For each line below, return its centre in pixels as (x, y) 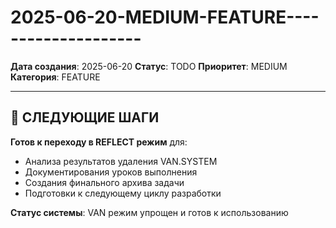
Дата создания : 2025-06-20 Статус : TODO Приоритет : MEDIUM (149, 66)
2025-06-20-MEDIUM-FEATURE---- (165, 17)
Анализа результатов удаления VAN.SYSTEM (121, 161)
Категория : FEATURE (55, 77)
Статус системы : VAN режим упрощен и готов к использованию (149, 212)
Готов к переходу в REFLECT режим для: (99, 142)
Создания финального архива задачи (104, 182)
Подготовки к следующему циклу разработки (123, 193)
